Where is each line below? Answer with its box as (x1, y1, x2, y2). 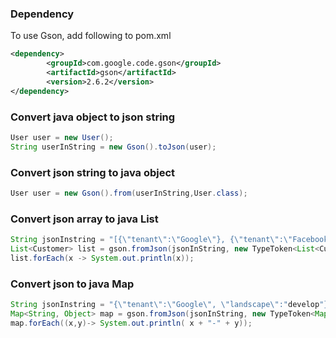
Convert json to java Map (10, 277, 135, 291)
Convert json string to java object (10, 165, 176, 179)
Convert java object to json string (10, 110, 176, 124)
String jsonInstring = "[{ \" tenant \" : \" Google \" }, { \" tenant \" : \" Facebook (10, 235, 329, 245)
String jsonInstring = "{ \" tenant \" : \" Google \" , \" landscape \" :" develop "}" (10, 300, 333, 310)
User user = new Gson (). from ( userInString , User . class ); (10, 188, 248, 199)
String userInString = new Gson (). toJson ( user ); (10, 142, 217, 152)
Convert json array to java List (10, 212, 159, 226)
